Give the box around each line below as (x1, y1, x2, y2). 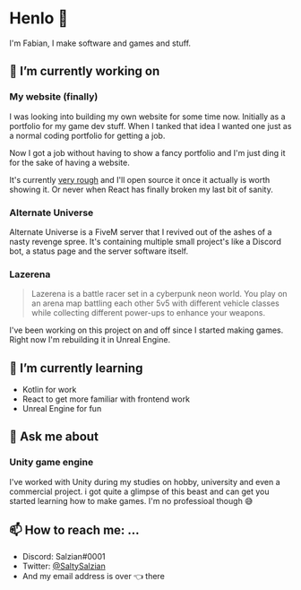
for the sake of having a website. (9, 157, 130, 168)
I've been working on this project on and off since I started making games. (9, 325, 284, 335)
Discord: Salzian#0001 (21, 551, 106, 561)
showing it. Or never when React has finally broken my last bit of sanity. (9, 184, 273, 195)
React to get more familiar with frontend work (21, 394, 191, 404)
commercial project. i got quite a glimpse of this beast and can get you (9, 486, 271, 497)
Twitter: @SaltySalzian (21, 560, 106, 571)
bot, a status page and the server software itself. (9, 246, 189, 256)
